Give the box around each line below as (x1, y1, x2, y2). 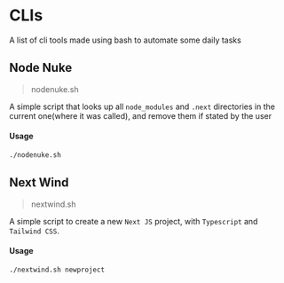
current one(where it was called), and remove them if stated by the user (9, 110, 272, 121)
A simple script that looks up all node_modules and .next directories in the (9, 101, 275, 112)
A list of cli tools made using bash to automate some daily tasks (9, 35, 241, 45)
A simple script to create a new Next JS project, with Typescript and (9, 216, 258, 226)
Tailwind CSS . (9, 225, 59, 236)
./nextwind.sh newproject (9, 265, 105, 274)
